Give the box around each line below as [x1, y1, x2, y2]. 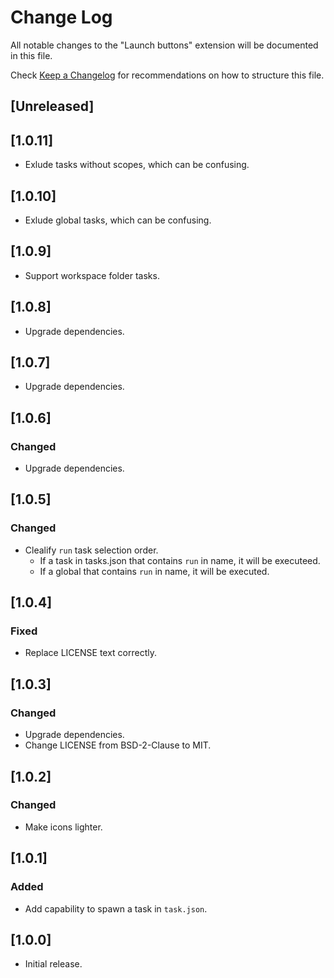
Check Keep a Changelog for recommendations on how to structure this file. [10, 69, 325, 81]
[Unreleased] [10, 98, 95, 115]
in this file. [10, 49, 53, 61]
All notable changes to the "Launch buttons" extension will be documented [10, 39, 319, 51]
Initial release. [24, 958, 83, 970]
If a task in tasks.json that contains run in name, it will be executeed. [39, 554, 321, 566]
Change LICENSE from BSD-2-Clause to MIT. [24, 739, 212, 751]
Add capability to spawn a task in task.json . [24, 902, 208, 915]
